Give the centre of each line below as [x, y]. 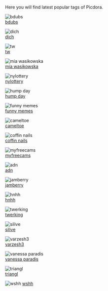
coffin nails [17, 141]
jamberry [14, 185]
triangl [12, 274]
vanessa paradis [22, 259]
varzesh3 [15, 244]
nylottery [14, 81]
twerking [14, 215]
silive [10, 229]
